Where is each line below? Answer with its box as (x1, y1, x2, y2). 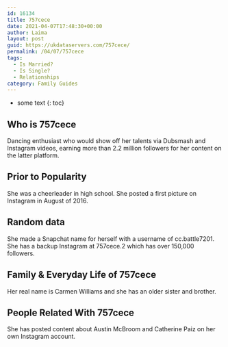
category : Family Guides (7, 80, 78, 87)
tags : (7, 55, 23, 62)
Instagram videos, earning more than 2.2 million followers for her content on (7, 144, 222, 153)
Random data (7, 216, 65, 228)
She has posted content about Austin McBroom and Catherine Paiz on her (7, 325, 216, 333)
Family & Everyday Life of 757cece (7, 269, 157, 281)
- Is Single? (13, 67, 51, 74)
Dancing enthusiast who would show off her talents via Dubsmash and (7, 137, 206, 145)
